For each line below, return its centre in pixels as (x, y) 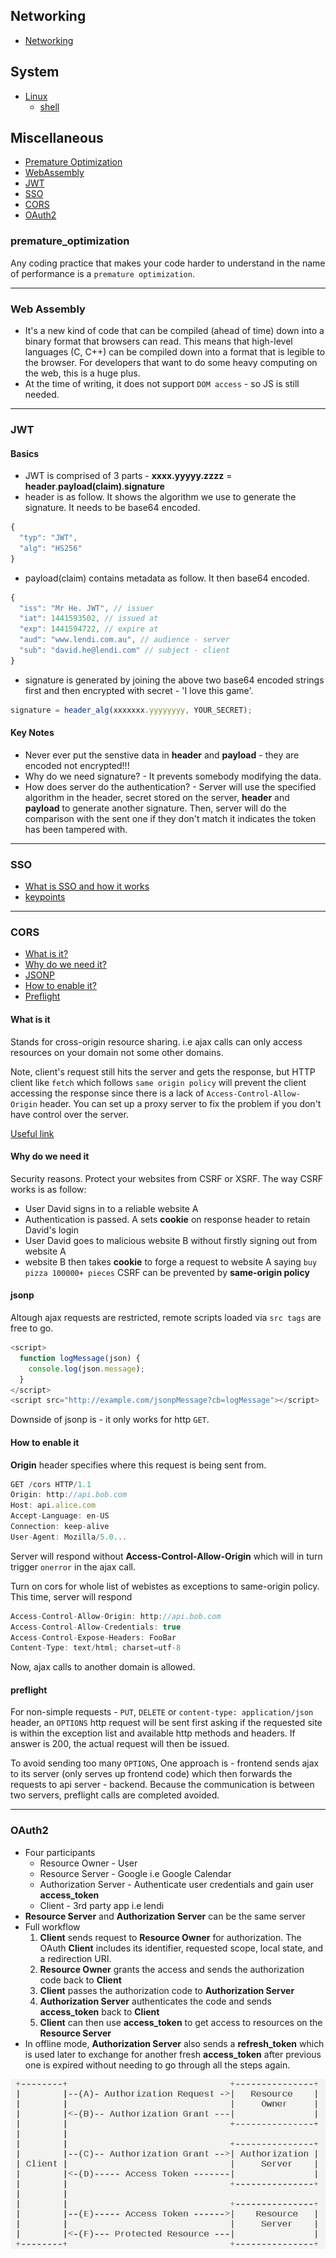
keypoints (45, 897)
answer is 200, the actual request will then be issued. (120, 1744)
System (35, 72)
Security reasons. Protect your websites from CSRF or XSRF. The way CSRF (166, 1178)
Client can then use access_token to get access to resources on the (181, 2022)
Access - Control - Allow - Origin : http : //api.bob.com (116, 1616)
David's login (51, 1230)
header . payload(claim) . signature (94, 486)
